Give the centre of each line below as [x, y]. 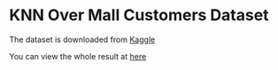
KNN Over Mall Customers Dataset [139, 15]
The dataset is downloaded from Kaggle [82, 39]
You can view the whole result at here [78, 56]
